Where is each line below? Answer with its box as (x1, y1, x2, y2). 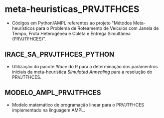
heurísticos (11, 25, 35, 31)
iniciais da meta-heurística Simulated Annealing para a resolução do (11, 69, 153, 75)
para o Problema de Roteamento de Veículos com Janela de (36, 25, 159, 31)
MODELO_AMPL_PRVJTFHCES (4, 89, 101, 97)
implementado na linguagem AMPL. (11, 107, 85, 113)
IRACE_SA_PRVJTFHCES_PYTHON (4, 50, 115, 59)
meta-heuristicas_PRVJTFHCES (4, 3, 140, 15)
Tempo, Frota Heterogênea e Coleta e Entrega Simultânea (11, 30, 131, 36)
